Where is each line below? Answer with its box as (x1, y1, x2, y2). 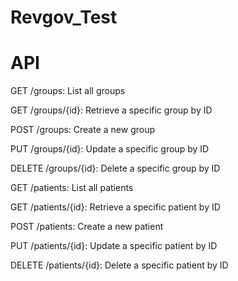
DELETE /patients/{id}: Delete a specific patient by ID (10, 259, 229, 271)
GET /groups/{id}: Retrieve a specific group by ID (10, 104, 213, 116)
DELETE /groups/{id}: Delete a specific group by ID (10, 162, 221, 175)
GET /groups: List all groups (10, 85, 126, 97)
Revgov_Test (10, 6, 118, 29)
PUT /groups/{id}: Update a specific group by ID (10, 143, 210, 155)
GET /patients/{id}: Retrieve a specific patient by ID (10, 201, 221, 213)
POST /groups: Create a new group (10, 124, 156, 136)
